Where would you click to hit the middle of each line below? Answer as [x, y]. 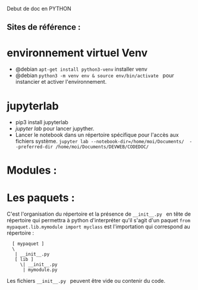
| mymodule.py [40, 270]
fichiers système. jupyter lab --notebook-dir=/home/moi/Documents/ [100, 141]
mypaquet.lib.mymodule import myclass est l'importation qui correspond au [99, 227]
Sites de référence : [44, 27]
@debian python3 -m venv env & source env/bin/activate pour [95, 75]
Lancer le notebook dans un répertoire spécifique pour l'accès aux [97, 135]
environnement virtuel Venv [77, 53]
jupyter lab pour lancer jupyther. [55, 129]
